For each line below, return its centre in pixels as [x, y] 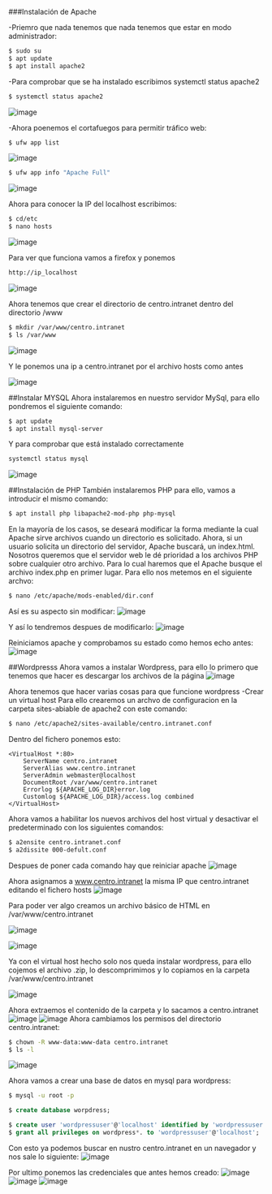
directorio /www [36, 313]
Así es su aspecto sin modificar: [62, 611]
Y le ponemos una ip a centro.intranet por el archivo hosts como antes [126, 366]
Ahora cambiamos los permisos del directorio [145, 1019]
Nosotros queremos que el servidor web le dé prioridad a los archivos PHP [133, 555]
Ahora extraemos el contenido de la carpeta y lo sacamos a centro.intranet [134, 1010]
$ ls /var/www [32, 335]
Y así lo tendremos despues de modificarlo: [81, 627]
